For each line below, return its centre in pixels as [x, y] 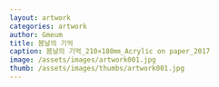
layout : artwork [40, 18]
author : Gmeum [36, 34]
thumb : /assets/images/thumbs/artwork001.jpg [97, 69]
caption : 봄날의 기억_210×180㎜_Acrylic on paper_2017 [110, 52]
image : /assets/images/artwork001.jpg [83, 60]
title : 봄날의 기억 [41, 43]
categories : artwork [49, 26]
